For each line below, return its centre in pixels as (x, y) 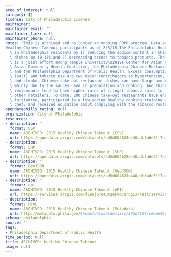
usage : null (18, 247)
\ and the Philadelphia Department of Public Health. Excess (76, 72)
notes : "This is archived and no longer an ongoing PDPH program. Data (83, 43)
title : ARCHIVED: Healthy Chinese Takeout (51, 242)
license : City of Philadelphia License (48, 19)
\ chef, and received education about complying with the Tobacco (82, 105)
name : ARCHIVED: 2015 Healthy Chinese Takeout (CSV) (67, 133)
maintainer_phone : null (31, 39)
